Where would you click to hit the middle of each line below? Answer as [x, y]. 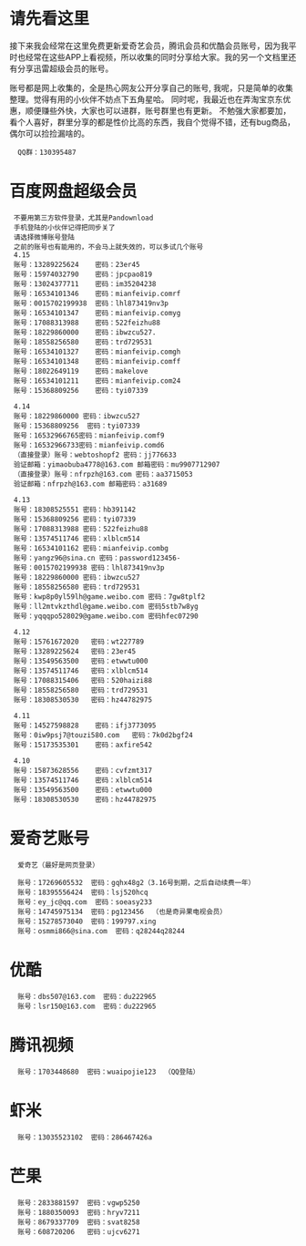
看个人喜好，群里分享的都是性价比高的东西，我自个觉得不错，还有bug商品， [153, 122]
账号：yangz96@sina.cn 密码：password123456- [97, 558]
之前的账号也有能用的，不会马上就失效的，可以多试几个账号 [108, 247]
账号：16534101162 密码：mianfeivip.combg [91, 548]
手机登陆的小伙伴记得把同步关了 [64, 227]
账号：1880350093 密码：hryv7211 [79, 1212]
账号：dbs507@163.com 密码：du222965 [87, 996]
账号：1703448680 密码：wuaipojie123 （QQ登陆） [109, 1072]
